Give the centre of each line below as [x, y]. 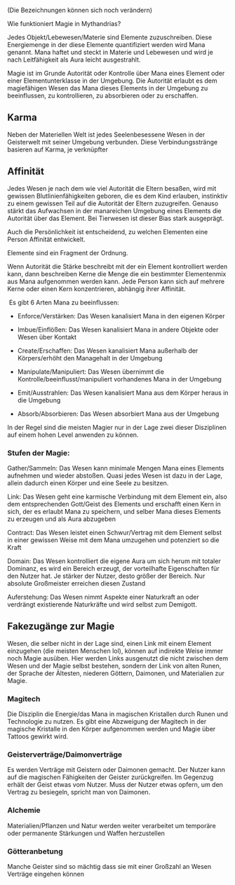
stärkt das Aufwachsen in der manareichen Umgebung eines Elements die [115, 210]
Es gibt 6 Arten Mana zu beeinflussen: [64, 302]
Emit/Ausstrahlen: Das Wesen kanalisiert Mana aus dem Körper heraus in [123, 393]
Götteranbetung [35, 851]
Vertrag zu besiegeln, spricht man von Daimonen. [79, 792]
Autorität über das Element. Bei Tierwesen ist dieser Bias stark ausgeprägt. [116, 218]
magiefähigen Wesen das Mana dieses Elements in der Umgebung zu [108, 88]
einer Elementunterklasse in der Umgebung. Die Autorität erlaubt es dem [112, 81]
